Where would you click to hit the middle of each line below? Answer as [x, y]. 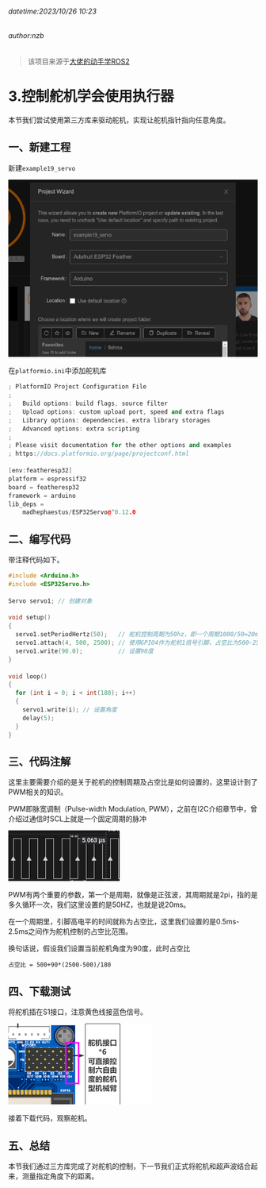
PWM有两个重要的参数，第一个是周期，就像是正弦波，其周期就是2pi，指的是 [133, 895]
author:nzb [27, 36]
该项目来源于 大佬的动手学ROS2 [79, 61]
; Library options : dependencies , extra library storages [110, 420]
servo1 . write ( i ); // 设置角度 [70, 710]
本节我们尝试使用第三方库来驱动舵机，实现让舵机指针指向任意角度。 [119, 120]
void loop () [28, 676]
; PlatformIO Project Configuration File [78, 387]
